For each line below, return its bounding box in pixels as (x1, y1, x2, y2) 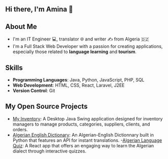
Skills (5, 63, 23, 72)
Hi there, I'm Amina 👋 (5, 5, 74, 14)
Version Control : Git (12, 88, 55, 94)
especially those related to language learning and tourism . (12, 49, 137, 55)
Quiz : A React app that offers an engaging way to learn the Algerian (12, 142, 154, 148)
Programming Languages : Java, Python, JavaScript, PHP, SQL (12, 77, 145, 83)
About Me (5, 22, 37, 31)
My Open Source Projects (5, 102, 88, 111)
